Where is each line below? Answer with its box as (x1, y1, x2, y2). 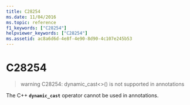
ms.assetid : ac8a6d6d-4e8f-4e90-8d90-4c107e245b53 (6, 36, 133, 42)
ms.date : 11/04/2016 (6, 14, 57, 20)
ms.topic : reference (6, 19, 57, 25)
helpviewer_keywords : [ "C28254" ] (6, 31, 88, 36)
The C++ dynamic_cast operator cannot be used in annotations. (6, 92, 159, 99)
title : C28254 (6, 8, 41, 15)
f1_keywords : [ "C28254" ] (6, 25, 67, 31)
